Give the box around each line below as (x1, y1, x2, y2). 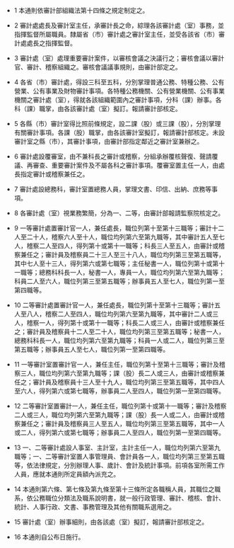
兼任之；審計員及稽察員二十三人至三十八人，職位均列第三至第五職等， (20, 251, 225, 258)
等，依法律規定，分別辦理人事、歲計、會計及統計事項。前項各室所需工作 (13, 461, 225, 469)
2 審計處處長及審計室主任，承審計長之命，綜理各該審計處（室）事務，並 (13, 21, 225, 30)
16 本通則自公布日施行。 (13, 533, 85, 541)
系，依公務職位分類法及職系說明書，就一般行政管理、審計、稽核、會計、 (13, 494, 225, 502)
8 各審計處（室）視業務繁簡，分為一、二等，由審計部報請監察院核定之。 (13, 209, 225, 217)
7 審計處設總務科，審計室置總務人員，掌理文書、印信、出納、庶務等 (13, 185, 212, 193)
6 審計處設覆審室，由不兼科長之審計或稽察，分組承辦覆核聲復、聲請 (13, 152, 212, 161)
